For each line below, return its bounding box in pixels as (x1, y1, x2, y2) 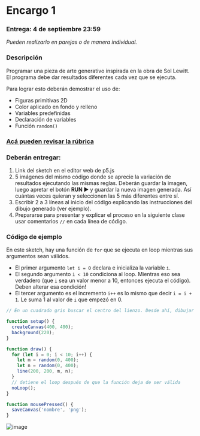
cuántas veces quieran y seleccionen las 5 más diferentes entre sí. (14, 192, 180, 199)
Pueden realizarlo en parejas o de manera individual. (6, 38, 138, 46)
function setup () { (6, 319, 55, 325)
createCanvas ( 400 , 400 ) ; (11, 324, 74, 330)
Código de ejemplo (6, 232, 62, 241)
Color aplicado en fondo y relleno (14, 103, 98, 110)
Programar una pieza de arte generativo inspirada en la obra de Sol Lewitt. (6, 67, 190, 74)
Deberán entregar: (6, 153, 61, 162)
